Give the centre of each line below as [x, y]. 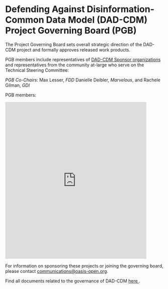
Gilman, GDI [18, 85]
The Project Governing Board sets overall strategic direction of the [74, 44]
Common [25, 20]
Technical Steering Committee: [37, 70]
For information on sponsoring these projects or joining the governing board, [84, 266]
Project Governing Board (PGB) [71, 31]
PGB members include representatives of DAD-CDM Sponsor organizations [83, 59]
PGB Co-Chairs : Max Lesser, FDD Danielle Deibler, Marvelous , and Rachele [83, 80]
